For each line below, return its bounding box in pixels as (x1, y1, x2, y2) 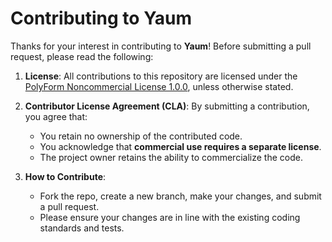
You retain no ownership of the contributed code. (39, 130, 243, 142)
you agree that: (24, 110, 88, 122)
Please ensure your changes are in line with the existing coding (39, 211, 301, 223)
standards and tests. (39, 222, 125, 234)
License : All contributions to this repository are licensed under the (24, 70, 298, 82)
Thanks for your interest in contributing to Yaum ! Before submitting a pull (10, 40, 312, 52)
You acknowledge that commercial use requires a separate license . (39, 140, 322, 152)
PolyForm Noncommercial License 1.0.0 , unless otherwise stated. (24, 80, 294, 92)
